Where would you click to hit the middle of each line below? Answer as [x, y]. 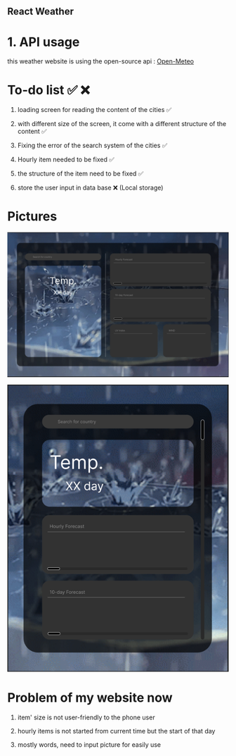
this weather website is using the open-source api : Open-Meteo [101, 61]
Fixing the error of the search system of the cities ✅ [92, 145]
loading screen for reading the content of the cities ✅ [94, 110]
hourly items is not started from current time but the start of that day [116, 731]
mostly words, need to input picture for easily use [89, 745]
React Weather [40, 12]
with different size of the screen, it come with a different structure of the [122, 124]
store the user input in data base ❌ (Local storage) [90, 188]
